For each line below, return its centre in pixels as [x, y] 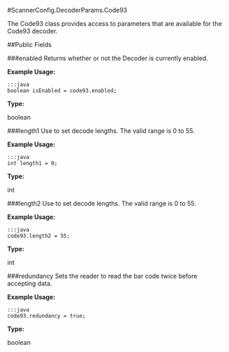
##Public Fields [30, 44]
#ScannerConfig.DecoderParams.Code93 [67, 10]
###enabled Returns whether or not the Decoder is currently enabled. [108, 58]
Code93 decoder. [32, 31]
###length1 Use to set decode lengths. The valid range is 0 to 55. [101, 131]
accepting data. [30, 283]
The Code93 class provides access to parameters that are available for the [114, 23]
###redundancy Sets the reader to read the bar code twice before [102, 276]
